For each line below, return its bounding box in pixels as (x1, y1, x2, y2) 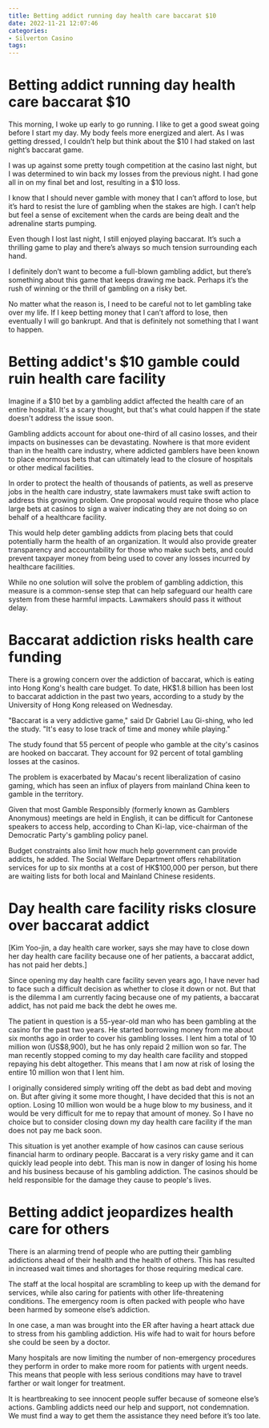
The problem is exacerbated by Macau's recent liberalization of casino (8, 772, 242, 782)
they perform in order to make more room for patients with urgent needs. (8, 1361, 249, 1370)
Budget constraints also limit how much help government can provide (8, 846, 238, 855)
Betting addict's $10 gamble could (8, 353, 240, 371)
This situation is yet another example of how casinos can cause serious (8, 1140, 244, 1150)
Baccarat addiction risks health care (8, 631, 254, 650)
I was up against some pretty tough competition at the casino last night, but (8, 161, 258, 171)
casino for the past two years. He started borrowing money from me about (8, 1024, 254, 1034)
